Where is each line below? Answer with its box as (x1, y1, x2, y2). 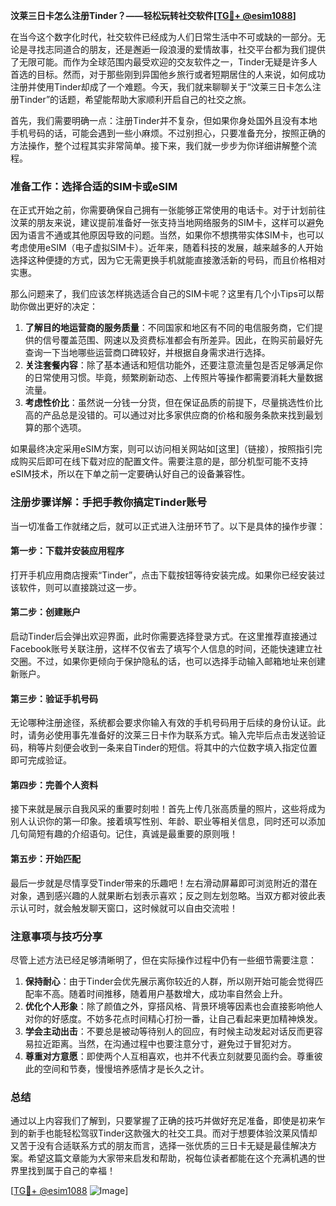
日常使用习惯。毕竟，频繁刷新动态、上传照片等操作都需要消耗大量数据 (33, 372, 323, 384)
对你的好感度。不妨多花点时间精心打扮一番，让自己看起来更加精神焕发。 (24, 1012, 323, 1024)
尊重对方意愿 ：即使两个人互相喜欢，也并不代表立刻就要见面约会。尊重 (24, 1050, 315, 1062)
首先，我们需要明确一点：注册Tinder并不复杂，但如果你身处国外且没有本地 (10, 115, 318, 126)
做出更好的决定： (27, 300, 98, 313)
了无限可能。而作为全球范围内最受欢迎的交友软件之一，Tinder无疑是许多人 (10, 56, 318, 68)
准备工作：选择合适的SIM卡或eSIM (10, 179, 178, 193)
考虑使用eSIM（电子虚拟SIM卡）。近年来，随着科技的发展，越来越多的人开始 (10, 242, 323, 254)
